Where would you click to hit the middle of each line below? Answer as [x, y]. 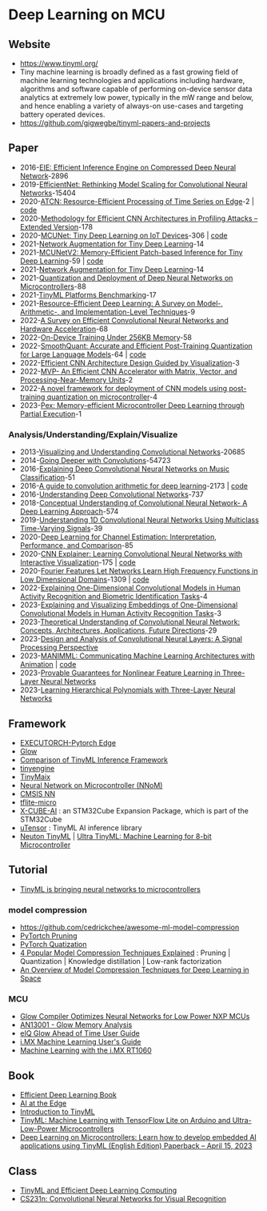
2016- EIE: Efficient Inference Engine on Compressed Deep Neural [128, 167]
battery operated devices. [62, 114]
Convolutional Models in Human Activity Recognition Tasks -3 [121, 613]
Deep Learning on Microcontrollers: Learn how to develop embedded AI [138, 1137]
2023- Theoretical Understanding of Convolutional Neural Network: [130, 622]
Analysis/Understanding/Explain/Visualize [93, 434]
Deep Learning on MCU [87, 15]
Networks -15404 [48, 193]
